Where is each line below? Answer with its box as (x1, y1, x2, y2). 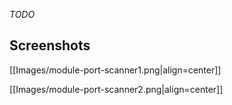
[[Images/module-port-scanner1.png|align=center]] (9, 64, 222, 76)
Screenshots (9, 37, 91, 54)
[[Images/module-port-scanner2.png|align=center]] (9, 83, 224, 95)
